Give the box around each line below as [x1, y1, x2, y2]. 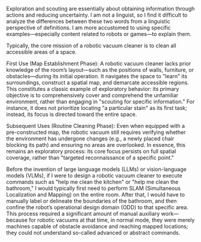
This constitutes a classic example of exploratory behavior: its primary [6, 85, 179, 92]
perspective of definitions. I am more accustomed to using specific [6, 24, 171, 31]
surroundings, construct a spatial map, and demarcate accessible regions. [6, 79, 190, 86]
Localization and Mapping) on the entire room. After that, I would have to [6, 191, 185, 198]
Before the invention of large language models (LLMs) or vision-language [6, 166, 187, 173]
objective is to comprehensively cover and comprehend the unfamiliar [6, 92, 178, 99]
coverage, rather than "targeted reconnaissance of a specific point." [6, 154, 175, 161]
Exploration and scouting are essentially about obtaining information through [6, 5, 195, 12]
